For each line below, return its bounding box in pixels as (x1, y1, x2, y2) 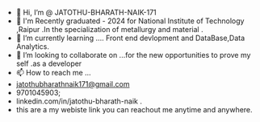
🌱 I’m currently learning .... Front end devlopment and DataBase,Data (15, 33, 245, 43)
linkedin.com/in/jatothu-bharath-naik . (15, 96, 143, 106)
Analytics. (15, 42, 50, 51)
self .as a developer (15, 59, 82, 68)
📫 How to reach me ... (15, 68, 91, 77)
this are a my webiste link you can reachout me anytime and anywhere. (15, 105, 253, 114)
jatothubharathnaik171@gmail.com (15, 79, 130, 88)
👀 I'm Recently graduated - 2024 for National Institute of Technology (15, 16, 245, 26)
